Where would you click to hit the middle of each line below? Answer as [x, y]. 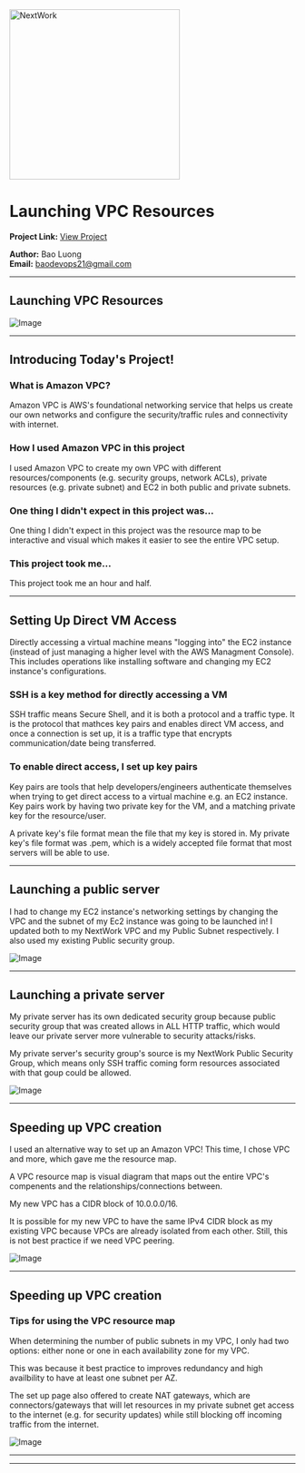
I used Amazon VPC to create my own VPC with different [115, 467]
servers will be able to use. [60, 852]
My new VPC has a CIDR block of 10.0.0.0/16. [94, 1204]
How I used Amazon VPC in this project [97, 448]
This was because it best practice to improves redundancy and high [136, 1368]
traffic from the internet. [54, 1424]
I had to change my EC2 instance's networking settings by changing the [144, 911]
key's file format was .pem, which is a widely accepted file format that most [151, 842]
